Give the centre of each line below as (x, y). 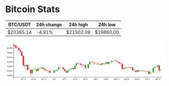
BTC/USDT (20, 25)
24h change (49, 25)
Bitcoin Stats (33, 9)
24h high (78, 25)
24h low (107, 25)
